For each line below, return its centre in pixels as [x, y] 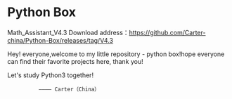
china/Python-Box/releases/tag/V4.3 [60, 40]
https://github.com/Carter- [167, 32]
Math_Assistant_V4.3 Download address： [68, 32]
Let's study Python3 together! [50, 75]
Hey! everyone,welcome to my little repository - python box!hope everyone [116, 54]
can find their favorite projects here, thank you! [75, 61]
